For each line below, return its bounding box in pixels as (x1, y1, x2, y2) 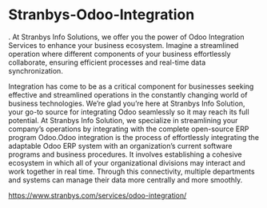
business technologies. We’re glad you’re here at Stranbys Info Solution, (8, 98, 245, 108)
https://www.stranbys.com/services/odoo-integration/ (8, 190, 187, 200)
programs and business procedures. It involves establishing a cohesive (8, 150, 242, 159)
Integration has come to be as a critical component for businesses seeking (8, 82, 254, 91)
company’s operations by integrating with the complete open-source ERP (8, 124, 249, 134)
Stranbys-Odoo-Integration (8, 6, 195, 24)
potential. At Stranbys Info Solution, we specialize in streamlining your (8, 115, 238, 125)
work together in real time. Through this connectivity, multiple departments (8, 166, 255, 176)
